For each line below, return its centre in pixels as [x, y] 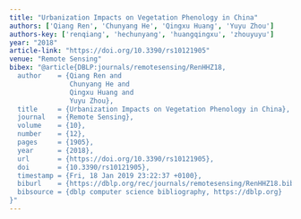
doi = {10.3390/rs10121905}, [84, 167]
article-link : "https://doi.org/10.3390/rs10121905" [110, 51]
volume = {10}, [52, 126]
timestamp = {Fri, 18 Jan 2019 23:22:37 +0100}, [110, 175]
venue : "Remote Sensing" [56, 59]
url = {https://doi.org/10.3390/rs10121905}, [116, 159]
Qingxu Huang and [102, 92]
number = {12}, [52, 134]
